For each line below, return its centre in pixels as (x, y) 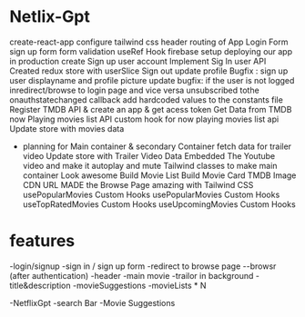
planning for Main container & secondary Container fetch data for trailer (157, 146)
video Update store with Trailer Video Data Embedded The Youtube (149, 155)
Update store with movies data (67, 128)
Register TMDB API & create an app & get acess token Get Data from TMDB (151, 109)
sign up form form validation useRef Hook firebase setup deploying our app (151, 51)
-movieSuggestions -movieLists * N (139, 285)
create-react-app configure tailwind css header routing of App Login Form (149, 42)
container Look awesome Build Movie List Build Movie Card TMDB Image (159, 175)
